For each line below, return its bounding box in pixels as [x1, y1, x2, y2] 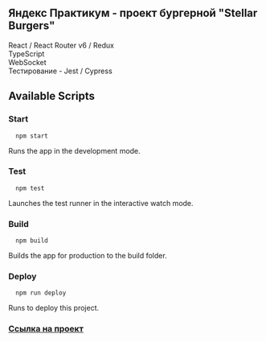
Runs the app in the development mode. [8, 146, 141, 155]
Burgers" [8, 19, 55, 33]
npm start [15, 132, 48, 140]
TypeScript [8, 48, 45, 59]
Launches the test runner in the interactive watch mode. [8, 198, 194, 208]
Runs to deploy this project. [8, 303, 100, 313]
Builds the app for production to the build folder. [8, 251, 167, 261]
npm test [15, 184, 45, 192]
